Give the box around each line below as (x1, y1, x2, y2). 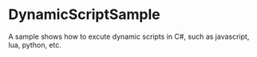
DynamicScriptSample (8, 6, 161, 24)
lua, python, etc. (8, 40, 62, 49)
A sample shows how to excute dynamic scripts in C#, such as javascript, (8, 32, 250, 41)
